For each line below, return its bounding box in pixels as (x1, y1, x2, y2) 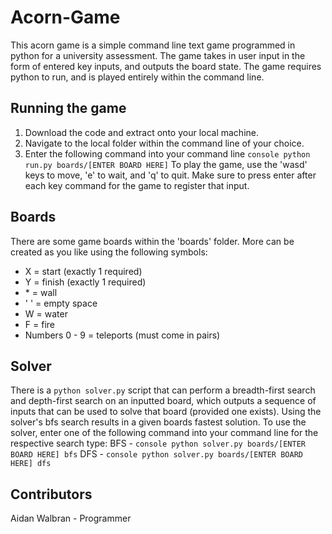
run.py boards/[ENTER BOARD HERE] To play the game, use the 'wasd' (24, 158, 308, 170)
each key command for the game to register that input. (24, 179, 250, 191)
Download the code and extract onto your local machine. (24, 126, 260, 138)
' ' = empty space (24, 297, 98, 309)
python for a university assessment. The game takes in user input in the (10, 49, 306, 61)
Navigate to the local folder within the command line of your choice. (24, 137, 305, 149)
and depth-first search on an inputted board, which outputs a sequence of (10, 395, 317, 407)
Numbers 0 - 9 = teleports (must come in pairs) (24, 329, 221, 341)
